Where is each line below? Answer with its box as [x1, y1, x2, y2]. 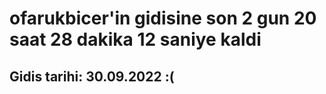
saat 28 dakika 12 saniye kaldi [9, 28, 262, 51]
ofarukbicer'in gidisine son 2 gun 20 [9, 7, 317, 30]
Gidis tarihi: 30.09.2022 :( [9, 68, 175, 85]
